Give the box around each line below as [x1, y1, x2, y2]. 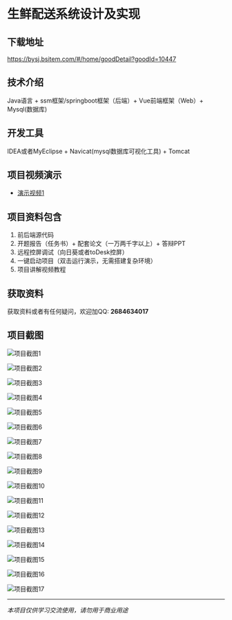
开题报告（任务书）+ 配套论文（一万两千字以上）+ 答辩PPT [17, 240, 186, 248]
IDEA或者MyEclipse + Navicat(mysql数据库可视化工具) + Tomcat [7, 147, 190, 155]
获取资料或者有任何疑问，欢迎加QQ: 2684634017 [7, 308, 149, 316]
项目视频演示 [7, 169, 62, 181]
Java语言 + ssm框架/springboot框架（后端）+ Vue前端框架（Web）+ [7, 96, 204, 105]
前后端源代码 [17, 231, 54, 239]
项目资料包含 [7, 211, 62, 222]
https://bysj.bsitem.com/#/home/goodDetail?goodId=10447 [7, 55, 177, 63]
